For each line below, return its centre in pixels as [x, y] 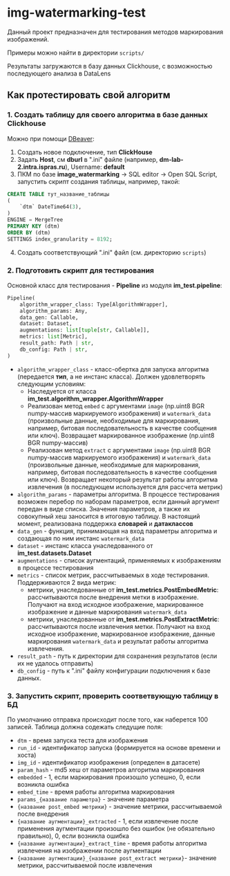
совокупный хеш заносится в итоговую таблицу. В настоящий [108, 516]
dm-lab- [172, 159]
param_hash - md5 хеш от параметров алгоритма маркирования [111, 769]
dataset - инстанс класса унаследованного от [85, 545]
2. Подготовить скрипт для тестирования [80, 270]
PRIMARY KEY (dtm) [33, 226]
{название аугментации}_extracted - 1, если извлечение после [108, 821]
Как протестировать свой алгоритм [89, 95]
